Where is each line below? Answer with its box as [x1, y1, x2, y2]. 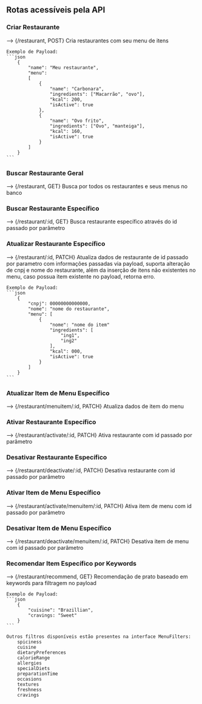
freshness [17, 687, 42, 693]
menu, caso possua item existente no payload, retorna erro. [6, 272, 156, 280]
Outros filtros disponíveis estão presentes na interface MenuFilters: [6, 634, 191, 640]
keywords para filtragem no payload [6, 580, 97, 587]
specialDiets [17, 666, 50, 672]
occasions [17, 676, 42, 682]
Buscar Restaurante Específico [6, 204, 99, 212]
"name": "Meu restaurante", [28, 64, 99, 70]
